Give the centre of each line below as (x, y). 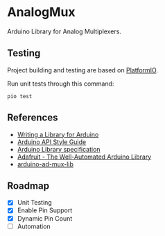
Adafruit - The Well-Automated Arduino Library (84, 157)
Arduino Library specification (59, 149)
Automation (34, 226)
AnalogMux (41, 12)
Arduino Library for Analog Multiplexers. (64, 31)
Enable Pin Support (45, 210)
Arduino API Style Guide (52, 142)
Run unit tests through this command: (61, 84)
